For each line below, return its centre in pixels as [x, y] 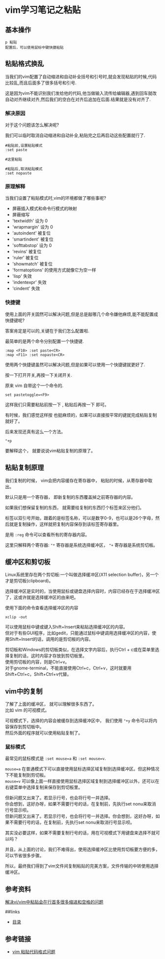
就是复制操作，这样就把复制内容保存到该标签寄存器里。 [65, 524]
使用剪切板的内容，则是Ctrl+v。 [37, 662]
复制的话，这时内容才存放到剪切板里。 [48, 656]
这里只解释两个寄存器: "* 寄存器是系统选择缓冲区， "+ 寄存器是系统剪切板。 [82, 545]
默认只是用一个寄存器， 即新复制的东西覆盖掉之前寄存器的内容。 [70, 497]
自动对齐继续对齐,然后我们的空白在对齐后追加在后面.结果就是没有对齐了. [78, 99]
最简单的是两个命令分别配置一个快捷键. [45, 341]
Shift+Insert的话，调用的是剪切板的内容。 [51, 639]
